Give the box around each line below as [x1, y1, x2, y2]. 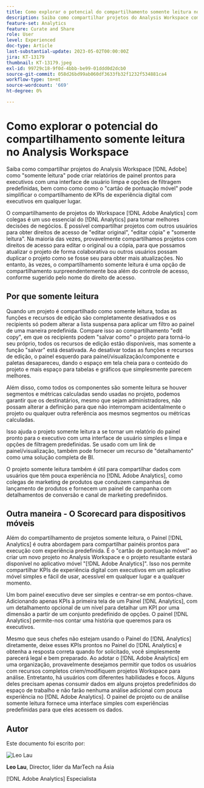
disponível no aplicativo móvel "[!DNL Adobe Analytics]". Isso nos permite [6, 560, 191, 568]
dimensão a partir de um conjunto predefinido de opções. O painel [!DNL [6, 611, 189, 618]
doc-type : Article [6, 43, 53, 49]
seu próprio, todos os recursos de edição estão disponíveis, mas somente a [6, 339, 196, 347]
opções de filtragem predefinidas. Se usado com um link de [6, 441, 156, 448]
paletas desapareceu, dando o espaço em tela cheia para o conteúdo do [6, 359, 188, 366]
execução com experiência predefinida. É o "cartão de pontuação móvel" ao [6, 547, 197, 554]
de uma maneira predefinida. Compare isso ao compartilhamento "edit [6, 327, 183, 334]
